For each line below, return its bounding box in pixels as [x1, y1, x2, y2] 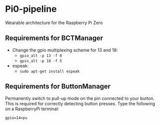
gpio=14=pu [5, 115, 28, 120]
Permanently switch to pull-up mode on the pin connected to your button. [5, 95, 155, 101]
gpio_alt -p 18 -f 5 [19, 58, 62, 63]
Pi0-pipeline [5, 3, 57, 15]
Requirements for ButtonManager [5, 82, 111, 91]
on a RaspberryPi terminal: [5, 106, 59, 112]
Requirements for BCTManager [5, 34, 103, 42]
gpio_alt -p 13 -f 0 [19, 53, 62, 58]
